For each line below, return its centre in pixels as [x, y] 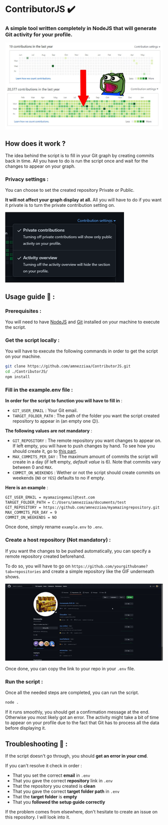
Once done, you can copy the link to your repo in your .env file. [70, 668]
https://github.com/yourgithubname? [110, 566]
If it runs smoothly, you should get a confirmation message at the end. [77, 712]
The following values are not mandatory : [49, 431]
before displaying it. [26, 728]
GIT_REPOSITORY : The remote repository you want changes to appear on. [87, 441]
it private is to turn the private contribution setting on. [60, 205]
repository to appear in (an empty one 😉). [56, 421]
